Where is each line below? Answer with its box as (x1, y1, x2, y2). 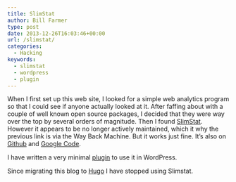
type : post (7, 23, 39, 30)
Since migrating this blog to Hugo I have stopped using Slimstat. (7, 167, 194, 176)
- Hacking (13, 50, 42, 57)
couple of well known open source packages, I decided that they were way (7, 110, 225, 118)
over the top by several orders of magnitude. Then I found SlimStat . (7, 117, 203, 126)
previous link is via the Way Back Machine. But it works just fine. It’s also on (7, 132, 227, 141)
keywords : (7, 56, 37, 63)
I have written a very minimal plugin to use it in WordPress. (7, 153, 178, 162)
